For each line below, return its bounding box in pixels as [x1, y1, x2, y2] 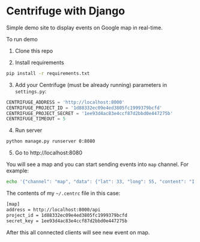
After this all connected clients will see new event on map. [6, 229, 150, 236]
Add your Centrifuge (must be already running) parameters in [14, 81, 167, 88]
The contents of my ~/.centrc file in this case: [6, 190, 121, 197]
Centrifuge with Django [6, 4, 125, 18]
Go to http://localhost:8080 [14, 149, 83, 156]
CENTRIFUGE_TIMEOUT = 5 [6, 116, 66, 122]
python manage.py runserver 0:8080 [6, 138, 95, 144]
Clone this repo [14, 47, 53, 55]
